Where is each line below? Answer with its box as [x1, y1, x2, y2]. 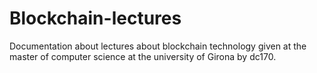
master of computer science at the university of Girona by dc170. [9, 50, 277, 62]
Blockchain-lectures [9, 7, 182, 30]
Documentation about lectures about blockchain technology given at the [9, 40, 307, 52]
